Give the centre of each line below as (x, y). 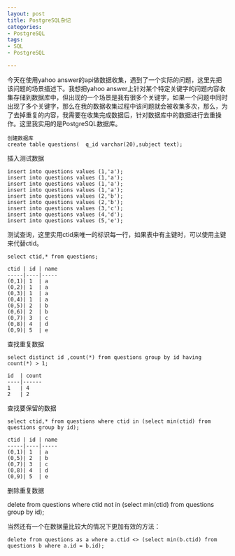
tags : (15, 40)
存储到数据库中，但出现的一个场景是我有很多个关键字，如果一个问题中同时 (120, 97)
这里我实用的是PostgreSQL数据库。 (70, 123)
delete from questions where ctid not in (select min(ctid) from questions (111, 504)
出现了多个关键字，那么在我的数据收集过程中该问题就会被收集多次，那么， (114, 106)
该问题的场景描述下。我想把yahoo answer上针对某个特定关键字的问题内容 (113, 88)
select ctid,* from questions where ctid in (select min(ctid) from (109, 421)
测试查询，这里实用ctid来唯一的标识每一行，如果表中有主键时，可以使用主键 (117, 234)
